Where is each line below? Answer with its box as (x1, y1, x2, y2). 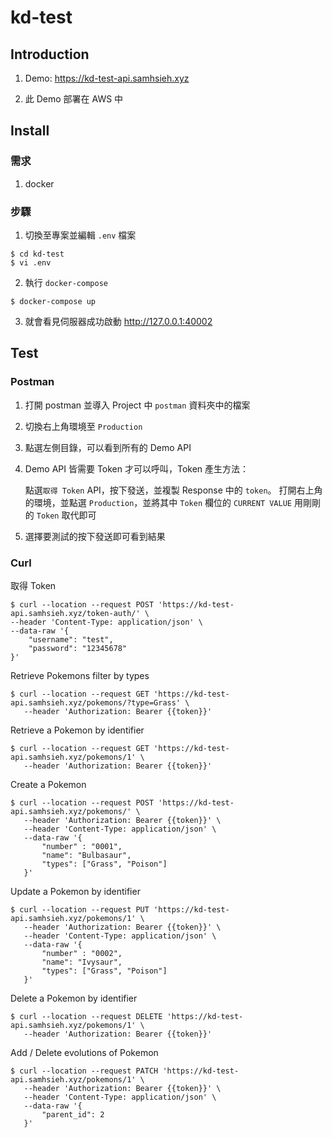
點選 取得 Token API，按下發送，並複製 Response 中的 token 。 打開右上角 (24, 484, 323, 496)
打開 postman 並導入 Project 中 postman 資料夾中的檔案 (24, 399, 251, 411)
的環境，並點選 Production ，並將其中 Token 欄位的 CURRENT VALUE (24, 496, 293, 508)
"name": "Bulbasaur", (41, 850, 132, 860)
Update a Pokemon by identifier (10, 885, 141, 897)
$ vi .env (10, 257, 52, 268)
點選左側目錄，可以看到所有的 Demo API (24, 441, 192, 453)
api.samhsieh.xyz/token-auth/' (10, 608, 141, 618)
